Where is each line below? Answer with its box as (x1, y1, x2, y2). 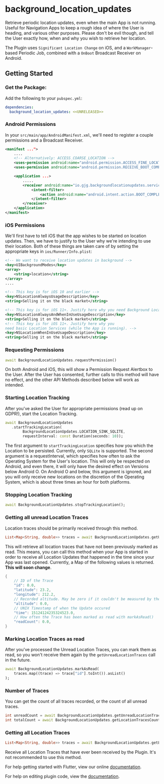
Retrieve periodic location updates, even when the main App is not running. (5, 20, 157, 25)
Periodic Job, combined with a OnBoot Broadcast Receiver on (19, 50, 141, 56)
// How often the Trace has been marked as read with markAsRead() (14, 615, 154, 620)
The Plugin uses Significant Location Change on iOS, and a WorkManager (5, 45, 151, 50)
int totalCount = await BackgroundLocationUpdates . (5, 718, 112, 723)
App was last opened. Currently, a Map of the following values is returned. (5, 559, 155, 565)
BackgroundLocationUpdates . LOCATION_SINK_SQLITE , (22, 429, 125, 434)
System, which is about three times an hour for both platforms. (5, 479, 131, 485)
